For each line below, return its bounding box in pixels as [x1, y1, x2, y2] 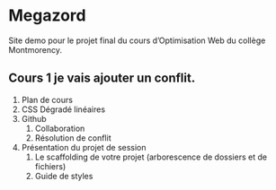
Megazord [8, 5, 86, 26]
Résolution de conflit [34, 132, 111, 143]
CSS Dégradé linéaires [21, 104, 105, 115]
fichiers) [34, 160, 67, 171]
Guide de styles [34, 170, 93, 181]
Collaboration [34, 123, 85, 134]
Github [21, 113, 47, 124]
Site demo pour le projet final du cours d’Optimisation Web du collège [8, 35, 266, 46]
